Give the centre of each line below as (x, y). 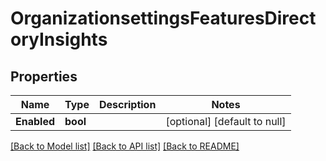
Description (127, 104)
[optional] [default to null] (226, 121)
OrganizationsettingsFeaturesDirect (163, 18)
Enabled (35, 121)
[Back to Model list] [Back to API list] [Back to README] (125, 146)
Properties (44, 76)
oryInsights (59, 39)
